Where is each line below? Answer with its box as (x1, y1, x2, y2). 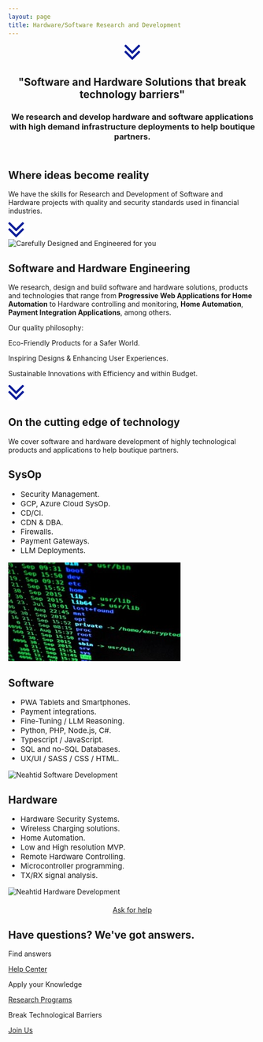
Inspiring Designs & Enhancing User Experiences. (8, 353, 169, 363)
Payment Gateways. (20, 536, 91, 546)
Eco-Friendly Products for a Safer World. (8, 338, 140, 348)
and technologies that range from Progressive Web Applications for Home (8, 291, 253, 301)
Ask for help (113, 906, 152, 915)
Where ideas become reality (8, 168, 150, 181)
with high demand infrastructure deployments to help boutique (9, 121, 256, 132)
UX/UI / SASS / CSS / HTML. (20, 753, 120, 764)
